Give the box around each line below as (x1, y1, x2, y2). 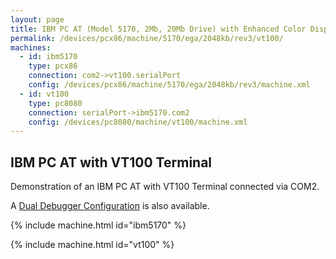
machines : (10, 42, 52, 53)
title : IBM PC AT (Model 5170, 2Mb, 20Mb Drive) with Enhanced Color (10, 24, 307, 34)
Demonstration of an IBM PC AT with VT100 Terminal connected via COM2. (10, 181, 320, 193)
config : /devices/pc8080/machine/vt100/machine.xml (28, 117, 248, 127)
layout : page (10, 14, 65, 25)
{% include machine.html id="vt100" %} (10, 239, 175, 251)
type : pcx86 (28, 61, 78, 71)
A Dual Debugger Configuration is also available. (10, 200, 210, 212)
